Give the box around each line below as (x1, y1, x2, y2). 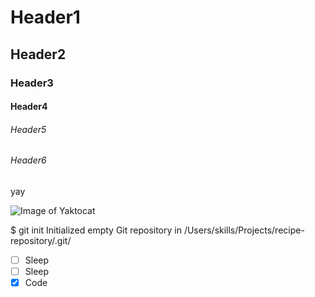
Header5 (10, 123, 47, 135)
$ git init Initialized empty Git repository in (10, 224, 182, 236)
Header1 (10, 6, 81, 29)
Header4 (10, 101, 48, 113)
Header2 (10, 46, 67, 63)
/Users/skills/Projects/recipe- (183, 224, 305, 236)
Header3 (10, 76, 54, 90)
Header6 (10, 154, 47, 166)
